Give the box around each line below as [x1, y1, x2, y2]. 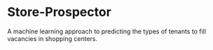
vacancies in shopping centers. [7, 34, 98, 42]
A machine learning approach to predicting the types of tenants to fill [7, 27, 207, 35]
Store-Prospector [7, 4, 112, 20]
